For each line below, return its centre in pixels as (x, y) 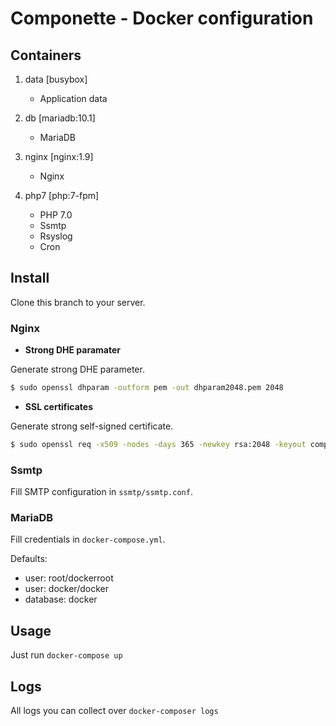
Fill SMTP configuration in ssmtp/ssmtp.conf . (101, 492)
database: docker (61, 599)
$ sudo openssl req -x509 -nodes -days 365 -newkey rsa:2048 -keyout (158, 444)
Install (30, 278)
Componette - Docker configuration (162, 18)
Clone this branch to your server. (78, 302)
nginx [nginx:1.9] (59, 156)
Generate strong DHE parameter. (77, 369)
